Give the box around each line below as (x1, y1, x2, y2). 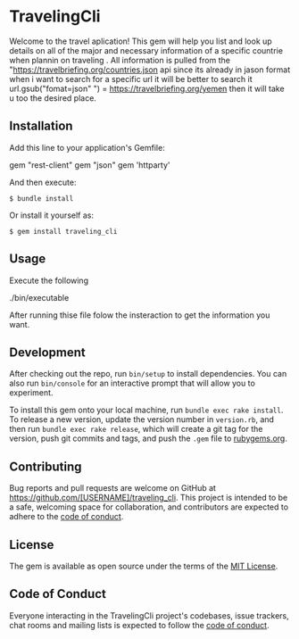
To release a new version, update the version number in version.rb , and (9, 414, 275, 425)
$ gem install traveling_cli (9, 227, 118, 236)
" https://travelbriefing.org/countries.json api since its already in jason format (9, 64, 291, 75)
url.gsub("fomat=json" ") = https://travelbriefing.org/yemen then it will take (9, 83, 285, 94)
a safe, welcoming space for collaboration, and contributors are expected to (9, 502, 288, 512)
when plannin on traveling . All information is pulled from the (9, 54, 230, 65)
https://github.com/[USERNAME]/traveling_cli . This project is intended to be (9, 493, 288, 503)
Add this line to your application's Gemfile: (9, 142, 165, 153)
